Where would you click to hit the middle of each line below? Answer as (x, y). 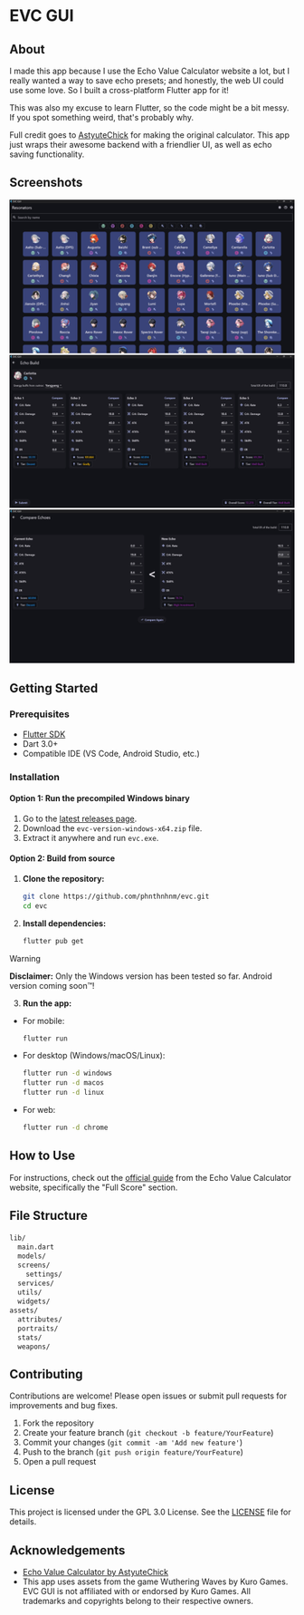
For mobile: (43, 1020)
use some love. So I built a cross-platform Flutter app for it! (119, 90)
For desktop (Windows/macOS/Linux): (94, 1056)
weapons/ (34, 1347)
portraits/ (38, 1329)
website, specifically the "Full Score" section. (94, 1187)
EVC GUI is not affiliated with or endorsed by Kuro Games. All (137, 1591)
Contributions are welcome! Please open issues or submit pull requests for (148, 1396)
